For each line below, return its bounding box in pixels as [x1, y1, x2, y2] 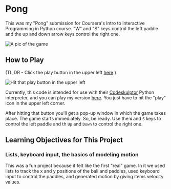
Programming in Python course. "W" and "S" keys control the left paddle [5, 25, 159, 31]
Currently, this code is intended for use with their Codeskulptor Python [5, 89, 155, 95]
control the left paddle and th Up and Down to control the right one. [5, 121, 143, 127]
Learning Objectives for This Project [5, 136, 123, 144]
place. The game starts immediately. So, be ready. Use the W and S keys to [5, 115, 161, 121]
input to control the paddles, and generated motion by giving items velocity [5, 174, 164, 180]
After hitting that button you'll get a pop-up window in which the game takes [5, 110, 166, 116]
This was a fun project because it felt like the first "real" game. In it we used [5, 162, 165, 169]
